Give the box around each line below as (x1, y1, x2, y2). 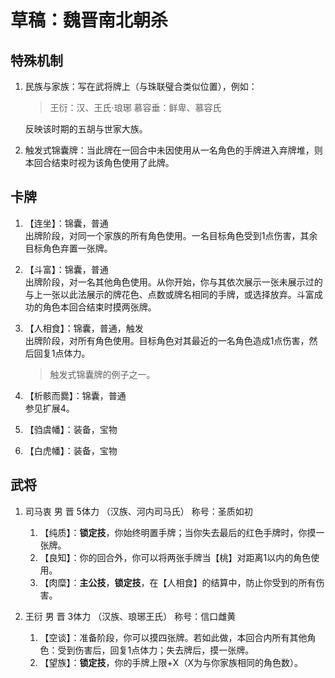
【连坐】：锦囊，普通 (24, 217, 109, 229)
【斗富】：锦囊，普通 (24, 263, 109, 275)
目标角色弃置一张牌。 (24, 242, 113, 254)
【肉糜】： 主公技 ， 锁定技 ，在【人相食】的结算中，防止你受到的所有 (39, 576, 317, 588)
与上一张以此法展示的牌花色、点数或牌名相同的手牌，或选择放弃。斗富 (24, 288, 315, 300)
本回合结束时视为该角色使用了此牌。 (24, 157, 175, 168)
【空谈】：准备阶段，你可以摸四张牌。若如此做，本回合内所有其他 (39, 631, 308, 643)
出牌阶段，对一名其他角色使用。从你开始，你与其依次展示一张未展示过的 (24, 276, 323, 288)
